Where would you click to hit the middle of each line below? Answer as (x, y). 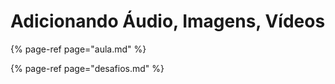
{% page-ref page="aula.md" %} (78, 49)
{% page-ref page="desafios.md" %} (87, 68)
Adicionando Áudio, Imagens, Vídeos (168, 21)
